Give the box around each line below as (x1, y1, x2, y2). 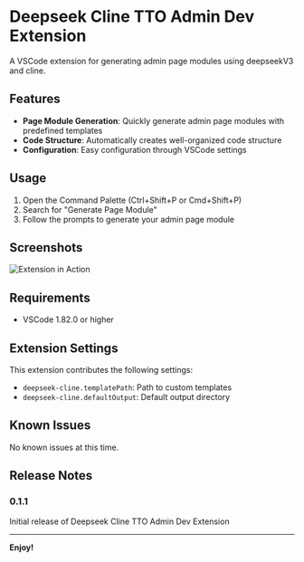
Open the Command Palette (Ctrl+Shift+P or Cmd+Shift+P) (22, 195, 242, 205)
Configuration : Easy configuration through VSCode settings (22, 144, 247, 155)
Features (9, 91, 61, 107)
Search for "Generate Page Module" (22, 204, 158, 214)
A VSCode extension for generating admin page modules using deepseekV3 (9, 55, 294, 66)
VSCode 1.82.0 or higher (22, 314, 115, 325)
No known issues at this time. (9, 442, 119, 452)
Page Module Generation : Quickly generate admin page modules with (22, 115, 285, 126)
